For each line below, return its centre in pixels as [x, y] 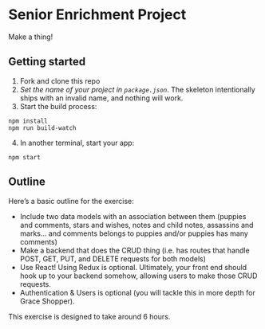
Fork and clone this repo [60, 80]
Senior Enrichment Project [97, 15]
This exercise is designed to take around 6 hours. [89, 316]
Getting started [47, 62]
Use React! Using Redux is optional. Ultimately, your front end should [133, 267]
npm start [25, 157]
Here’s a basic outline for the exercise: [71, 201]
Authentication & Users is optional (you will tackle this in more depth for [137, 292]
